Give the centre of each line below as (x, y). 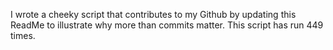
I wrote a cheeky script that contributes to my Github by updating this (153, 14)
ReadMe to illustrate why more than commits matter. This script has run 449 (167, 25)
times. (23, 35)
